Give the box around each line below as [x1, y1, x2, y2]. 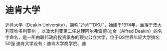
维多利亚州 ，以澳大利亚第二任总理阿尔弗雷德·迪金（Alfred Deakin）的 [13, 28, 158, 34]
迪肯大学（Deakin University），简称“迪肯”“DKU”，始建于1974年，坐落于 [5, 22, 154, 28]
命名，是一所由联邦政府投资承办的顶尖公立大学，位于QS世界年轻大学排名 [9, 34, 160, 40]
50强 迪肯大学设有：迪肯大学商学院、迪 [5, 40, 86, 46]
